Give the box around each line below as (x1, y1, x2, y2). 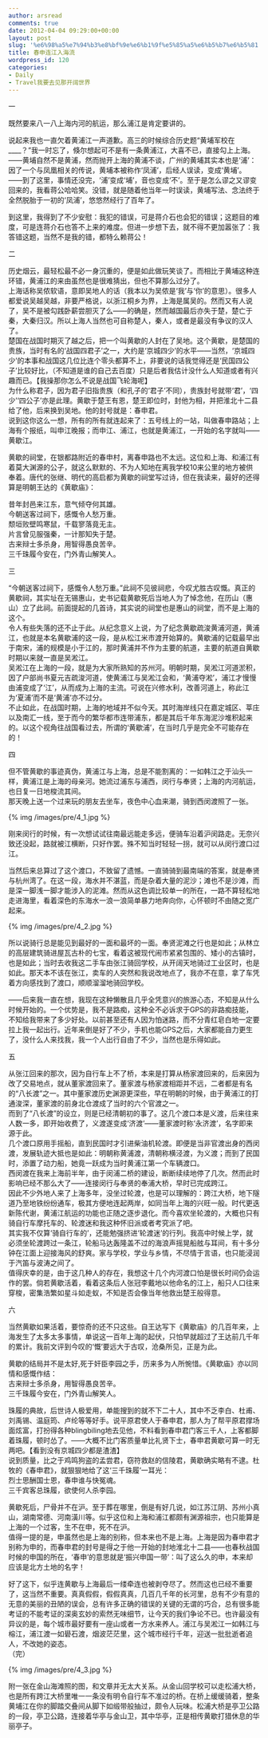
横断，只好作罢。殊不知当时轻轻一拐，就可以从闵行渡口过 (70, 838, 260, 848)
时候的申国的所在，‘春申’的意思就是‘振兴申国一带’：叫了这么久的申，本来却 (8, 1552, 254, 1562)
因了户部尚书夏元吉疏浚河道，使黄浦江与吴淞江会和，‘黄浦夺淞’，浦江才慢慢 (8, 672, 257, 682)
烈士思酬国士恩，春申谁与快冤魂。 (8, 1475, 120, 1484)
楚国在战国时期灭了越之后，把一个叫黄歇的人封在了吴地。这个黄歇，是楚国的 (8, 336, 260, 345)
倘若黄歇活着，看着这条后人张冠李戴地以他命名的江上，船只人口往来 (35, 1278, 260, 1287)
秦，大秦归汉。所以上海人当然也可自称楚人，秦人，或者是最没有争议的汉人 (8, 316, 253, 325)
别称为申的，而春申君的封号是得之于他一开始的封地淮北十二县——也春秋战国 (8, 1542, 260, 1551)
